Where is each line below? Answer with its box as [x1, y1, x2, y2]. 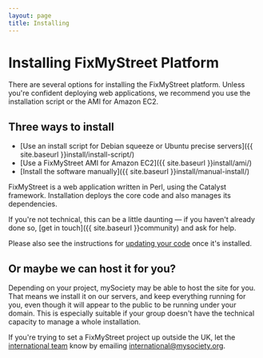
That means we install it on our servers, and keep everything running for [8, 292, 246, 301]
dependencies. [8, 199, 58, 209]
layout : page [8, 11, 52, 20]
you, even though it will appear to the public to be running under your [8, 300, 237, 310]
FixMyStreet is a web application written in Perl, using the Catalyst [8, 182, 226, 192]
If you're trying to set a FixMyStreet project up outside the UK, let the [8, 332, 236, 342]
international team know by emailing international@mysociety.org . [8, 341, 226, 351]
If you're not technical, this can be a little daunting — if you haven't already [8, 215, 256, 225]
